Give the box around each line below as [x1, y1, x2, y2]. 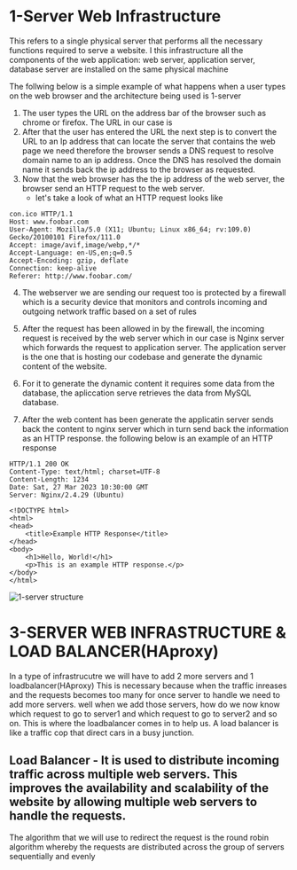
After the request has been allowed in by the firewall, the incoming [21, 323, 265, 333]
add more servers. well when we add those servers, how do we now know [9, 699, 281, 709]
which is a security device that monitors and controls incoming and [21, 296, 268, 307]
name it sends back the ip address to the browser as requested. [21, 164, 255, 175]
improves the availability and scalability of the [9, 780, 269, 796]
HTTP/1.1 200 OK [9, 459, 69, 468]
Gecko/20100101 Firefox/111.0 [9, 232, 121, 241]
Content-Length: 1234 [9, 474, 90, 484]
